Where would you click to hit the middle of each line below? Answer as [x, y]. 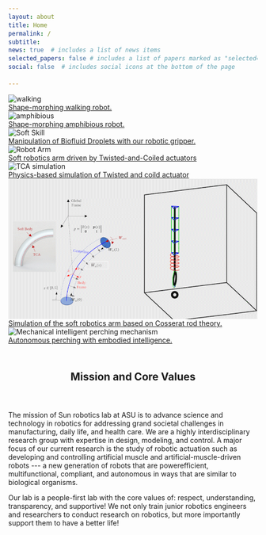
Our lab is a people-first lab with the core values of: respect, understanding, [132, 498]
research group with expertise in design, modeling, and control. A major [125, 441]
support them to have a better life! [64, 523]
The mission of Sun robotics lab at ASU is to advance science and [116, 415]
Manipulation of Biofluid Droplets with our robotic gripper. [102, 141]
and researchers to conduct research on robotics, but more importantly [124, 514]
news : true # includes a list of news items [84, 50]
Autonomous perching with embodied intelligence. [90, 340]
